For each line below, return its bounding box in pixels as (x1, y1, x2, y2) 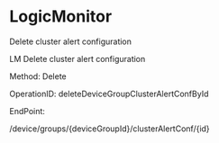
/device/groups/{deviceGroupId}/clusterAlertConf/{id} (9, 123, 210, 134)
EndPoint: (9, 105, 45, 116)
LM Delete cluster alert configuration (9, 53, 146, 64)
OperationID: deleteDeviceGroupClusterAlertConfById (9, 88, 209, 99)
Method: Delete (9, 70, 68, 82)
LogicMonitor (9, 6, 113, 27)
